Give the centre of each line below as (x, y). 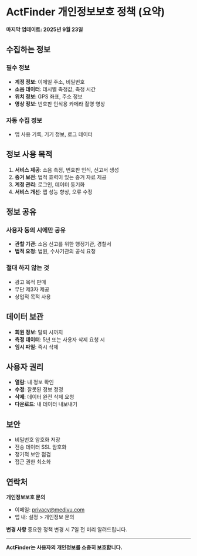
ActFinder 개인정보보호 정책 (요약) (86, 12)
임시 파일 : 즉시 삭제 (36, 347)
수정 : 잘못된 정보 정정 (39, 389)
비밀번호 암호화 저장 (37, 440)
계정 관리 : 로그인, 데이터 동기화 (50, 184)
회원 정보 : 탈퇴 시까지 (39, 332)
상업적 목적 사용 (33, 296)
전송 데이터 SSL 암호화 (40, 447)
